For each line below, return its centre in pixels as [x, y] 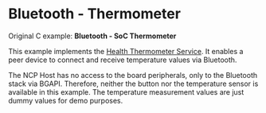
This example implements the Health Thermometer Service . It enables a [126, 51]
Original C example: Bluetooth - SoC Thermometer [92, 36]
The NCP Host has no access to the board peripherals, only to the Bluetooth [133, 75]
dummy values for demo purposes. [66, 100]
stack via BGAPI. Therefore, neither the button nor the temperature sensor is [133, 84]
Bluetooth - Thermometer [95, 14]
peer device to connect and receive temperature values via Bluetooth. [123, 60]
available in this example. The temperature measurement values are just [126, 92]
